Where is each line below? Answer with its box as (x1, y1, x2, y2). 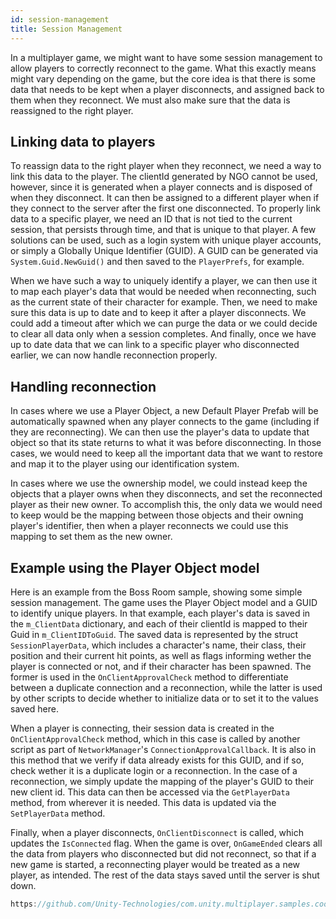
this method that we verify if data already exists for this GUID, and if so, (10, 754, 305, 766)
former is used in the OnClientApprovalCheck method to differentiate (10, 671, 289, 683)
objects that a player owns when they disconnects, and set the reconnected (10, 488, 323, 500)
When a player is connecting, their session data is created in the (10, 722, 275, 734)
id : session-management (10, 14, 110, 25)
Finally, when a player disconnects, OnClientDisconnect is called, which (10, 826, 305, 838)
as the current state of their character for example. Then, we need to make (10, 296, 318, 308)
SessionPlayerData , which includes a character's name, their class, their (10, 639, 307, 651)
